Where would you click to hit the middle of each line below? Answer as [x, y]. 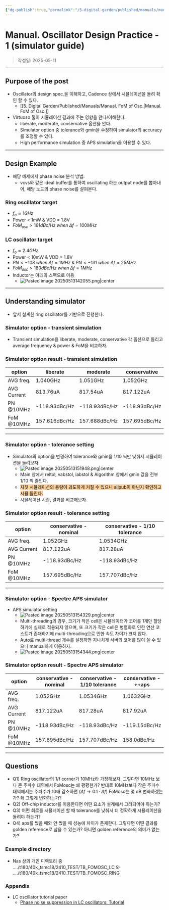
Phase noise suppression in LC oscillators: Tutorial [72, 902]
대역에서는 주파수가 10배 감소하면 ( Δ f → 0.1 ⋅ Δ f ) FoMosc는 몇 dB [77, 792]
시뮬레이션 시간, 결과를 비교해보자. [54, 499]
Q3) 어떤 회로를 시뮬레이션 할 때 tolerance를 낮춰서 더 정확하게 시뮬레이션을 [87, 810]
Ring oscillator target [31, 203]
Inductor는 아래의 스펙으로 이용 [43, 275]
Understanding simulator [45, 301]
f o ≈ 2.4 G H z [25, 251]
